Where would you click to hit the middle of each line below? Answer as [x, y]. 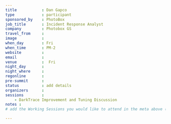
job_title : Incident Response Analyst [54, 24]
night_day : [25, 67]
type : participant [38, 15]
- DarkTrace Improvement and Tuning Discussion [66, 100]
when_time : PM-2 [31, 48]
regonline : [25, 76]
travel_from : [25, 34]
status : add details [38, 85]
